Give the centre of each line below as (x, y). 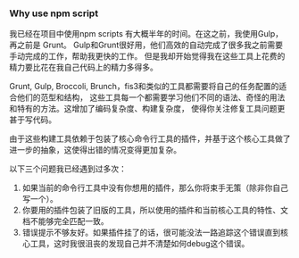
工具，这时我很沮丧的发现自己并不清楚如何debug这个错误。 (140, 244)
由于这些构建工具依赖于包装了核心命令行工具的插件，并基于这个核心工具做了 (150, 139)
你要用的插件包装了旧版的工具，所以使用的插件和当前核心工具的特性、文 (155, 210)
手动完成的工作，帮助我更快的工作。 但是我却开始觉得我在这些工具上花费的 (147, 56)
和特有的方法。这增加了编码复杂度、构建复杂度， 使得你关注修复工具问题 (143, 109)
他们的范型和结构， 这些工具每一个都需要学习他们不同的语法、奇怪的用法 (151, 97)
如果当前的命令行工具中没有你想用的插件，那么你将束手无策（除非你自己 (155, 188)
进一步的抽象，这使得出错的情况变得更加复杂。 (95, 150)
